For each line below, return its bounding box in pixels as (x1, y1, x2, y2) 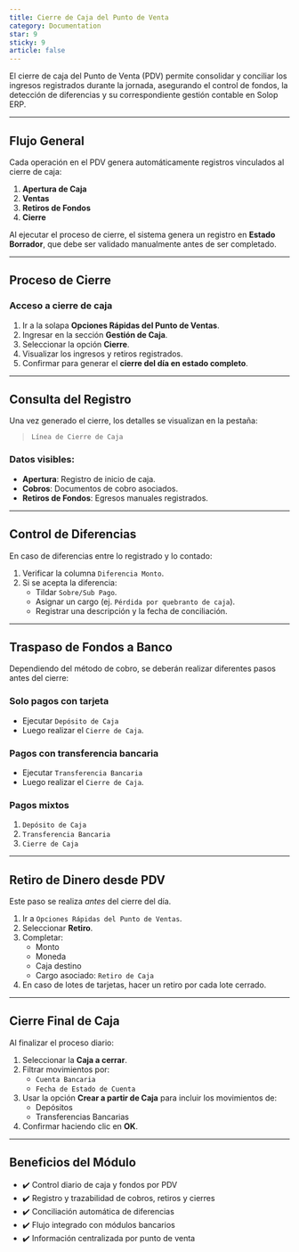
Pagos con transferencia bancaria (9, 747, 158, 759)
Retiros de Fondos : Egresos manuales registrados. (21, 492, 209, 503)
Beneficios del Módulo (9, 1155, 136, 1170)
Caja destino (35, 961, 82, 971)
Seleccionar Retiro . (21, 923, 93, 934)
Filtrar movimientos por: (21, 1064, 110, 1075)
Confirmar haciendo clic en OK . (21, 1120, 138, 1132)
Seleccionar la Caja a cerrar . (21, 1054, 127, 1065)
